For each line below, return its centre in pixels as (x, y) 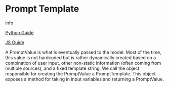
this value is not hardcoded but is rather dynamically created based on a (81, 57)
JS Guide (15, 42)
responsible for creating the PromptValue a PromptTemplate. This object (80, 73)
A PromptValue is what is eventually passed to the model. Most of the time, (83, 52)
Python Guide (19, 32)
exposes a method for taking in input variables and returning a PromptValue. (85, 79)
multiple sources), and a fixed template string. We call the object (72, 68)
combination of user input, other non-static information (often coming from (83, 63)
